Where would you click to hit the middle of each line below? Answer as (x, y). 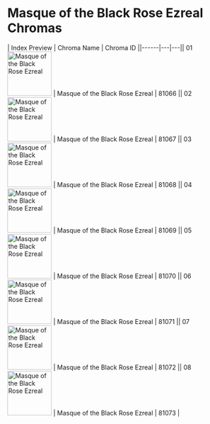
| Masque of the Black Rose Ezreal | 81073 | (116, 413)
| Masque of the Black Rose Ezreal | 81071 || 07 (121, 321)
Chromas (35, 28)
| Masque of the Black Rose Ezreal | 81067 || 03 (122, 139)
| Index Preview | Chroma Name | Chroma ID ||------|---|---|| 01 (100, 48)
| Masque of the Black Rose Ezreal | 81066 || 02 (122, 93)
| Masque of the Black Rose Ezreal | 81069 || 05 (122, 230)
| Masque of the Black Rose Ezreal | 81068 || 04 (122, 184)
